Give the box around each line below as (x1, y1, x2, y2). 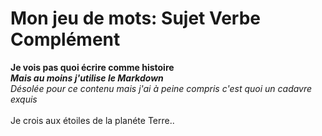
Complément (10, 28, 121, 51)
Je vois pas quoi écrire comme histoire (10, 61, 175, 73)
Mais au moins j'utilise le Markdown (10, 72, 164, 84)
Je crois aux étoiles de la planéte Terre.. (10, 114, 175, 126)
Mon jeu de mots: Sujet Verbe (10, 7, 262, 30)
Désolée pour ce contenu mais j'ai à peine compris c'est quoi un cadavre (10, 82, 313, 94)
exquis (10, 93, 38, 105)
